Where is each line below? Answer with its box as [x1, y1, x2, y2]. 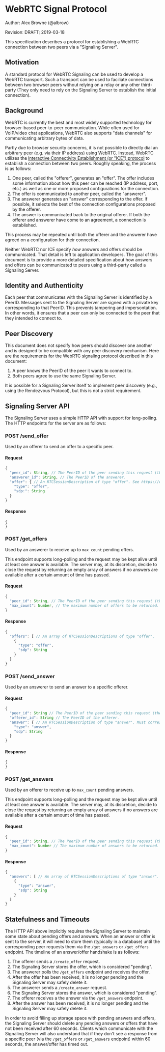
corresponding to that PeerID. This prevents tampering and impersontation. [5, 305, 157, 311]
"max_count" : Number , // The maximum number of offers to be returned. [9, 603, 160, 608]
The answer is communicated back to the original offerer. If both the [12, 211, 150, 217]
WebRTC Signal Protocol [5, 3, 107, 15]
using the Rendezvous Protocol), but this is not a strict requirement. [5, 388, 141, 394]
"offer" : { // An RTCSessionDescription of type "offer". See [9, 480, 139, 484]
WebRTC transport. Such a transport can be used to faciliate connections [5, 76, 154, 82]
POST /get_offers [5, 536, 48, 542]
